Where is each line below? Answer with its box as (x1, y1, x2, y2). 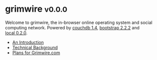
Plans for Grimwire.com (12, 50, 61, 56)
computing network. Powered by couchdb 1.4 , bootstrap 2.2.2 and (5, 24, 140, 30)
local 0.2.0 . (5, 30, 28, 36)
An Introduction (12, 39, 44, 45)
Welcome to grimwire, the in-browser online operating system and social (5, 20, 153, 25)
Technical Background (12, 44, 58, 50)
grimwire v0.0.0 (5, 3, 67, 15)
